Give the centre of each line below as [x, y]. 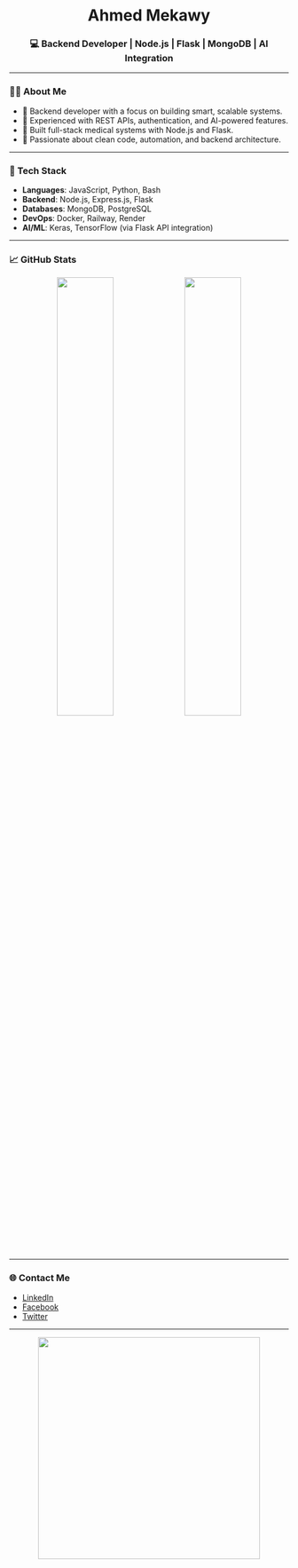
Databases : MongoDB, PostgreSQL [87, 209]
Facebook [40, 1307]
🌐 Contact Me [40, 1278]
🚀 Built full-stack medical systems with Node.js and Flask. [127, 130]
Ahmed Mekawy [149, 16]
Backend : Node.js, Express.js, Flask [87, 200]
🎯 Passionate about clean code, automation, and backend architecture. [151, 139]
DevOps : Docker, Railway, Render [84, 218]
